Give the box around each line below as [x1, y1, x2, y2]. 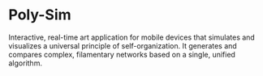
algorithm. [8, 58, 43, 68]
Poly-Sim [8, 6, 71, 24]
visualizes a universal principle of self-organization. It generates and [8, 40, 237, 50]
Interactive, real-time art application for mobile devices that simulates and [8, 32, 256, 42]
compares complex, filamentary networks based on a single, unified [8, 49, 235, 59]
